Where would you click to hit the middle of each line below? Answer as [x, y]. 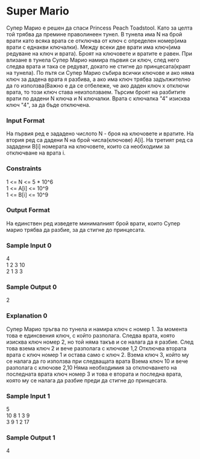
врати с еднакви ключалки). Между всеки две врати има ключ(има [93, 47]
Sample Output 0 [32, 287]
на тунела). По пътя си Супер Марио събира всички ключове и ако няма [100, 72]
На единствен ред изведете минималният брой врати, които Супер [93, 223]
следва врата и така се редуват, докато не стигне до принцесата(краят [98, 66]
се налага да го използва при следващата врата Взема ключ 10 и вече [97, 361]
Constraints [24, 169]
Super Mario [38, 11]
